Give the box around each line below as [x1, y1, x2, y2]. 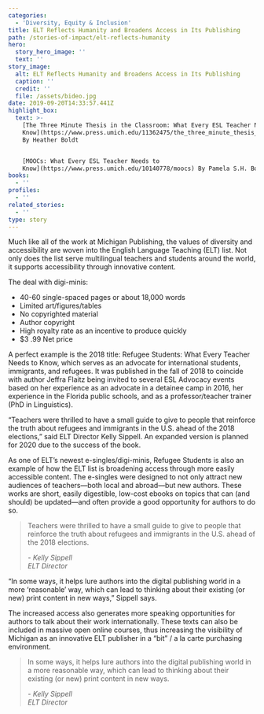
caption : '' [15, 77, 55, 85]
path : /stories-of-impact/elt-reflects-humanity [8, 33, 170, 42]
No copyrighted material [19, 309, 98, 319]
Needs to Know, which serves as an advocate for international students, [8, 358, 241, 368]
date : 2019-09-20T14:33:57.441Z [8, 99, 114, 107]
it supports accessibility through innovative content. [8, 262, 176, 272]
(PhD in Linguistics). [8, 400, 73, 409]
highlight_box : [8, 107, 58, 115]
